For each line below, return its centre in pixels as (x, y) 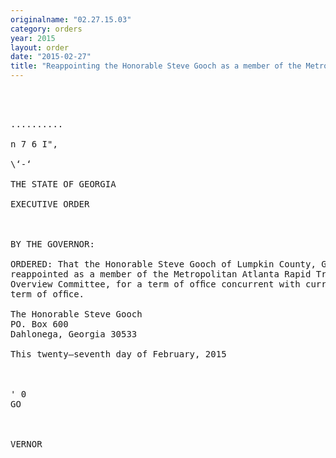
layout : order (40, 47)
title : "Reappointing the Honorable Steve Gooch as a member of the (156, 66)
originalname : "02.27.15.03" (71, 19)
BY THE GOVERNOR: (52, 244)
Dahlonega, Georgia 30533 (74, 334)
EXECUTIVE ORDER (50, 204)
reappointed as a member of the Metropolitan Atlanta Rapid (161, 274)
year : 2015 (33, 38)
